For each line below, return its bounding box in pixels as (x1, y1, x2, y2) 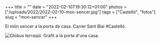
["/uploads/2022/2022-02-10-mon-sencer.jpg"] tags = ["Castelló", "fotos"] (5, 9, 156, 15)
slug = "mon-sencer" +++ (5, 14, 57, 20)
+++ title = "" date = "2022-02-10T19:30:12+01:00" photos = (5, 4, 127, 10)
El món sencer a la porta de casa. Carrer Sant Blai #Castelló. (5, 23, 126, 29)
